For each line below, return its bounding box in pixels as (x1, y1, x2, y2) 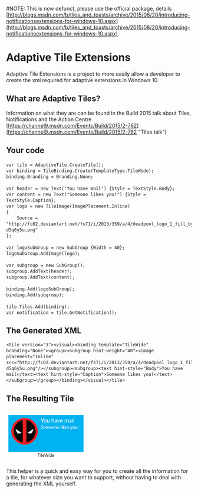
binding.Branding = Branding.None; (6, 174, 94, 180)
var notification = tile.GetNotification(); (6, 310, 117, 316)
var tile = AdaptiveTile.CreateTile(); (6, 162, 104, 168)
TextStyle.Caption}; (6, 197, 57, 203)
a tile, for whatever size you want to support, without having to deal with (6, 474, 181, 481)
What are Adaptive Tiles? (6, 94, 101, 104)
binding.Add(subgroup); (6, 292, 65, 298)
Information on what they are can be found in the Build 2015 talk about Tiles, (6, 109, 192, 116)
